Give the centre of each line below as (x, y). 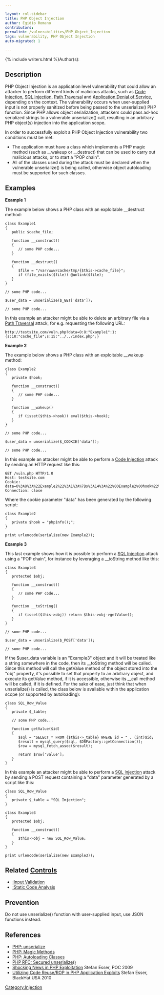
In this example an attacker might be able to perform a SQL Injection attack (80, 772)
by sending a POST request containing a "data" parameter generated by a (79, 777)
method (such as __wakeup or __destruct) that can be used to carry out (84, 152)
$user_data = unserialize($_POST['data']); (50, 640)
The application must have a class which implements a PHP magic (79, 146)
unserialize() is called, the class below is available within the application (77, 689)
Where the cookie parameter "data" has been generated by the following (78, 499)
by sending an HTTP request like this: (43, 464)
